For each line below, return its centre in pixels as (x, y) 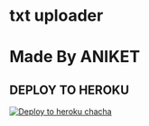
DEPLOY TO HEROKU (69, 90)
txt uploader (56, 16)
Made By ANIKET (75, 57)
